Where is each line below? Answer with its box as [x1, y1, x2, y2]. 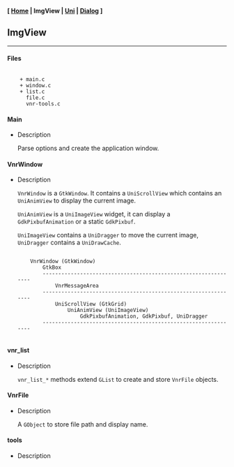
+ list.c [19, 88, 45, 96]
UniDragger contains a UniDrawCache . [17, 238, 122, 247]
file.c [25, 94, 45, 101]
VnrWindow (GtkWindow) [30, 258, 96, 265]
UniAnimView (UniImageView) [67, 307, 149, 314]
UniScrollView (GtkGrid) [54, 301, 127, 308]
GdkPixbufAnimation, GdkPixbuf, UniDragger [79, 313, 208, 320]
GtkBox [42, 264, 62, 272]
